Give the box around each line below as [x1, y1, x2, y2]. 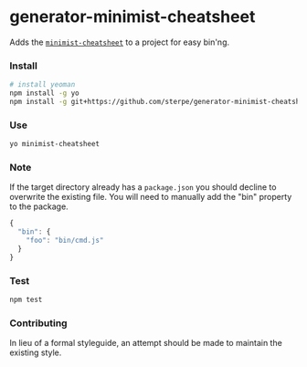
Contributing [9, 317, 68, 330]
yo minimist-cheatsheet [9, 140, 101, 149]
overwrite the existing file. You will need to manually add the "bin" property [9, 192, 292, 203]
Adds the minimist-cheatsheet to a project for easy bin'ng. [9, 37, 230, 47]
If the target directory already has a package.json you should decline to [9, 182, 277, 193]
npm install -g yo [9, 89, 79, 98]
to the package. [9, 201, 69, 212]
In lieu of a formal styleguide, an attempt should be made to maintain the [9, 338, 283, 349]
